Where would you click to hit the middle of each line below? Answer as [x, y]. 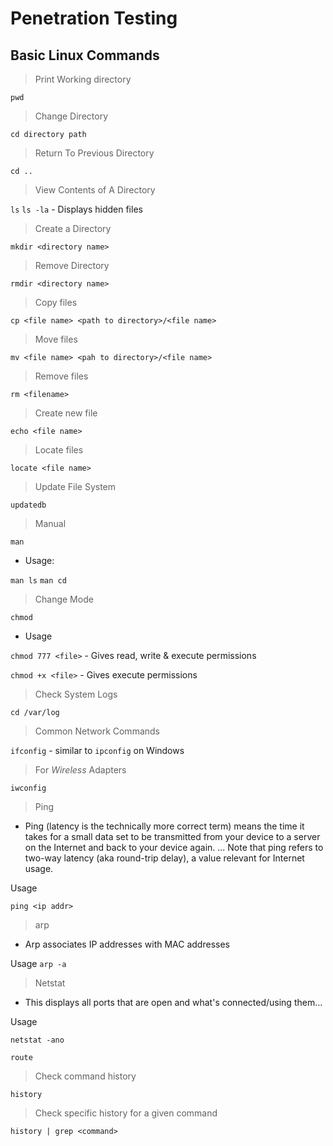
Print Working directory [83, 79]
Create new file [66, 413]
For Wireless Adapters [80, 770]
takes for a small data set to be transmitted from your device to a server [172, 836]
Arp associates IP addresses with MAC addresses [127, 944]
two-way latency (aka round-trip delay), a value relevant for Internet [164, 858]
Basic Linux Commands [85, 55]
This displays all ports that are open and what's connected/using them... [173, 1002]
